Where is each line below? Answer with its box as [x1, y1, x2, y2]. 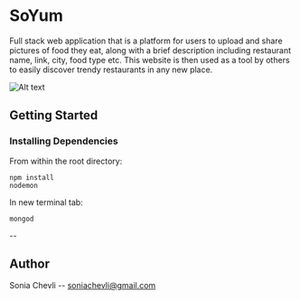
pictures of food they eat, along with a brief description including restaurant [9, 44, 292, 55]
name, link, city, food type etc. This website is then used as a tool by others [9, 54, 291, 65]
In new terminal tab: [9, 196, 83, 208]
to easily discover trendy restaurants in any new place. [9, 64, 213, 75]
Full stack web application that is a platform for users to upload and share [9, 35, 283, 46]
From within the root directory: [9, 155, 123, 166]
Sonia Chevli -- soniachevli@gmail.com [9, 280, 156, 291]
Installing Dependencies [9, 135, 119, 147]
